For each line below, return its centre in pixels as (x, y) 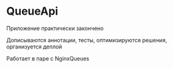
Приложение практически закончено (55, 28)
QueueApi (32, 11)
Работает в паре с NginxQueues (48, 58)
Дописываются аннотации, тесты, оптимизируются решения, (87, 40)
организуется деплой (34, 47)
